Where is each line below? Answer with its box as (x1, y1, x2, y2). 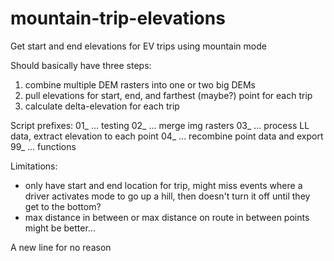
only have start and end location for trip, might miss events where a (24, 179, 303, 191)
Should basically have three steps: (10, 59, 152, 71)
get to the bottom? (24, 200, 102, 212)
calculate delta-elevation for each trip (24, 100, 180, 112)
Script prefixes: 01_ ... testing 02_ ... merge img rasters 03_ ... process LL (10, 119, 310, 131)
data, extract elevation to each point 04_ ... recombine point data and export (10, 130, 324, 142)
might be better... (24, 222, 96, 234)
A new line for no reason (10, 241, 112, 253)
